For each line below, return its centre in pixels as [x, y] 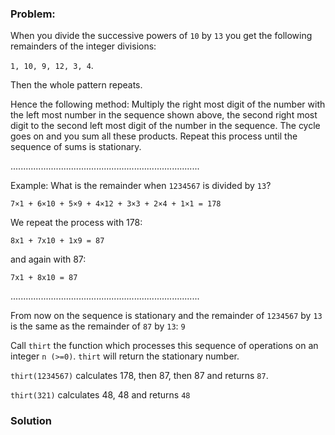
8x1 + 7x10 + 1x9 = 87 [57, 241]
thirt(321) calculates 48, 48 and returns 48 [100, 395]
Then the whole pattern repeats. [76, 85]
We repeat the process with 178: [76, 223]
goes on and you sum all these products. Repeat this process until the [154, 136]
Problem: [33, 14]
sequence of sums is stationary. [76, 147]
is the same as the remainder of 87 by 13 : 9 [98, 326]
